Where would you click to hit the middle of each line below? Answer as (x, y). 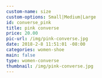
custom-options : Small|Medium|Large (51, 17)
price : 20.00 (22, 33)
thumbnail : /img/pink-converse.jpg (50, 66)
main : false (21, 55)
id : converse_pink (29, 22)
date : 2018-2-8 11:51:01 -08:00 (46, 45)
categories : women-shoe (35, 50)
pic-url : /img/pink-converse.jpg (47, 39)
